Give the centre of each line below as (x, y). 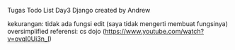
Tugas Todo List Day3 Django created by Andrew (79, 10)
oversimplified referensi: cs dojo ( (56, 31)
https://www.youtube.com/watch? (154, 31)
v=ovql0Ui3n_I (28, 39)
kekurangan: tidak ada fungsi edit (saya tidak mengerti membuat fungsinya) (117, 24)
